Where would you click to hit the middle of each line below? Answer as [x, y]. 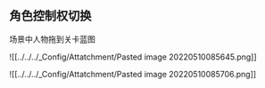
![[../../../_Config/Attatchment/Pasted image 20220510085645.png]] [133, 57]
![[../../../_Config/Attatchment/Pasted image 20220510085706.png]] [133, 74]
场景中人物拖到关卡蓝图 [52, 39]
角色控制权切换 [50, 16]
